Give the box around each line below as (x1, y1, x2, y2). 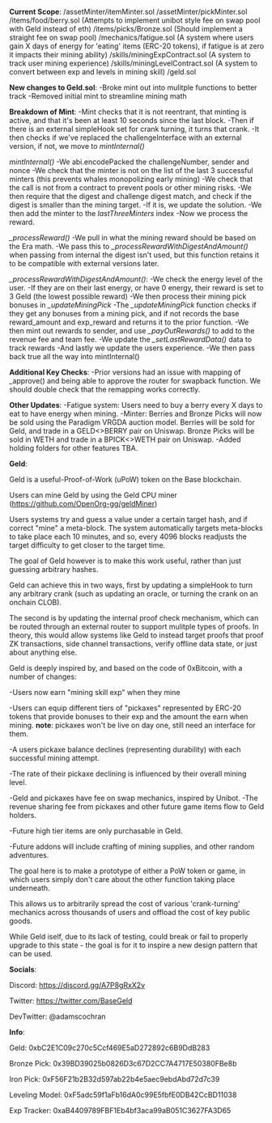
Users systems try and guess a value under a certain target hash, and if (9, 515, 248, 524)
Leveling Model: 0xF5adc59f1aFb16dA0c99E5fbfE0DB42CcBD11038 (9, 1090, 237, 1100)
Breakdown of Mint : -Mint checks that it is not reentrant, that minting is (9, 107, 247, 117)
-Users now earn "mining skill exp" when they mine (9, 688, 181, 697)
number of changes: (9, 672, 77, 681)
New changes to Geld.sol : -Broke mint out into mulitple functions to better (9, 83, 257, 92)
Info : (9, 1028, 25, 1036)
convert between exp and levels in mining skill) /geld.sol (9, 67, 197, 76)
